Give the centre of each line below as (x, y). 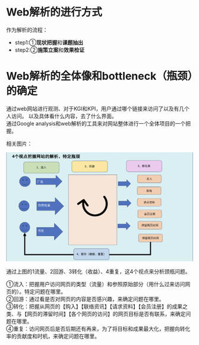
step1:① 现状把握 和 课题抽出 (49, 42)
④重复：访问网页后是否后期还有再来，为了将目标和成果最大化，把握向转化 (98, 328)
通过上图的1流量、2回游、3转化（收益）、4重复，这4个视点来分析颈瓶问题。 (98, 271)
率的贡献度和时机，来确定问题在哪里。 (53, 336)
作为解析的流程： (27, 30)
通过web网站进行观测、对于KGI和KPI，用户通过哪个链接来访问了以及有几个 (98, 108)
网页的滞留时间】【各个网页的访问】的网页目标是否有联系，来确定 (106, 313)
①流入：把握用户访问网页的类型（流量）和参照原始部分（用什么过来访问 (96, 284)
